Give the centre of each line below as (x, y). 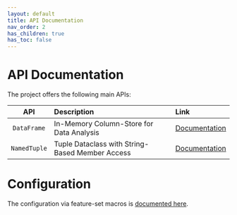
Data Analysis (77, 133)
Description (74, 112)
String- (137, 144)
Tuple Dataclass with (89, 144)
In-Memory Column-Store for (104, 124)
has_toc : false (30, 40)
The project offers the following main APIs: (69, 94)
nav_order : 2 (26, 27)
